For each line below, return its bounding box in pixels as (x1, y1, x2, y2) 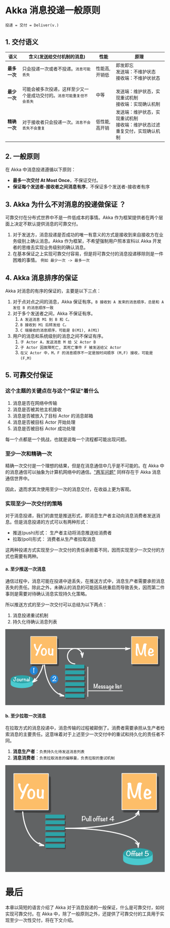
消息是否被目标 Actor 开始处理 (12, 419, 76, 425)
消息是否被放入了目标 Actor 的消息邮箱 (12, 412, 94, 418)
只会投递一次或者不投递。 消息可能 (22, 66, 91, 72)
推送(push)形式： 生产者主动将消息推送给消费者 (12, 530, 112, 536)
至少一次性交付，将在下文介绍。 (9, 917, 76, 923)
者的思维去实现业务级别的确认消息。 (12, 245, 89, 251)
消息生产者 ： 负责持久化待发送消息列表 (12, 749, 85, 755)
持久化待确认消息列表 (12, 619, 57, 625)
